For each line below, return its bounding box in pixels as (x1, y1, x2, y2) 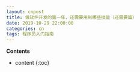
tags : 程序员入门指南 (6, 31, 54, 37)
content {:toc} (14, 59, 50, 67)
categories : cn (6, 25, 44, 32)
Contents (6, 47, 30, 55)
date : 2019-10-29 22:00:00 (6, 20, 74, 26)
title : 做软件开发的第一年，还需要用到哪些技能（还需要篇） (6, 14, 137, 20)
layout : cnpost (6, 8, 44, 15)
